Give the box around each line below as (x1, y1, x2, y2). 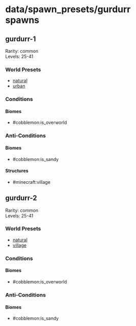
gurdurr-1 (5, 35, 37, 43)
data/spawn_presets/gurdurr (5, 4, 131, 15)
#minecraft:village (12, 179, 51, 185)
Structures (5, 168, 29, 174)
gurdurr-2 (5, 194, 37, 203)
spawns (5, 14, 40, 26)
